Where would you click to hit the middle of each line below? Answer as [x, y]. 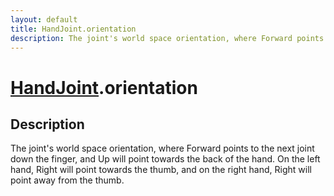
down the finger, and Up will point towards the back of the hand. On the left [165, 159]
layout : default [44, 19]
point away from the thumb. [67, 180]
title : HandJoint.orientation [73, 29]
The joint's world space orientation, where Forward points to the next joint [162, 148]
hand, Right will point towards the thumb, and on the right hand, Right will [161, 170]
